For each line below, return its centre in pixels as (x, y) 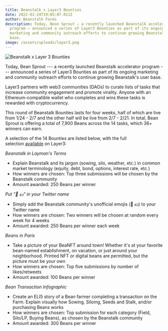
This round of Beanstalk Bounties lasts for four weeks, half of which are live (83, 112)
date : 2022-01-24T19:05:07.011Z (39, 15)
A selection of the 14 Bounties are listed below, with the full (66, 138)
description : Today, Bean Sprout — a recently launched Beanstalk (76, 24)
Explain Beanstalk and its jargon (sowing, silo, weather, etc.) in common (86, 163)
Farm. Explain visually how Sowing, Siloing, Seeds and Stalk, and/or (82, 302)
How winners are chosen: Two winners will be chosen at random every (85, 215)
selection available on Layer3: (36, 143)
